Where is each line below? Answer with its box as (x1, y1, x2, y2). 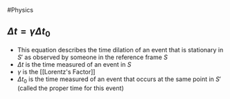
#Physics (7, 6, 33, 14)
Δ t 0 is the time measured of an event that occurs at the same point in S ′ (17, 75, 222, 85)
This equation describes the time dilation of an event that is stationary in (17, 46, 224, 54)
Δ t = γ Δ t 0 (7, 25, 51, 39)
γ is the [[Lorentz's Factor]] (17, 68, 96, 76)
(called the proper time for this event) (17, 84, 124, 92)
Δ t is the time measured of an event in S (17, 60, 132, 68)
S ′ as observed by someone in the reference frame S (17, 53, 168, 61)
